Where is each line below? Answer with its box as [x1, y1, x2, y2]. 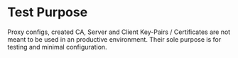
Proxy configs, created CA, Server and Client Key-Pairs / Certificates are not [7, 28, 231, 36]
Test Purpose [7, 4, 88, 21]
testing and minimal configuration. [7, 42, 108, 51]
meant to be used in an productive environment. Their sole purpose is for [7, 35, 222, 43]
